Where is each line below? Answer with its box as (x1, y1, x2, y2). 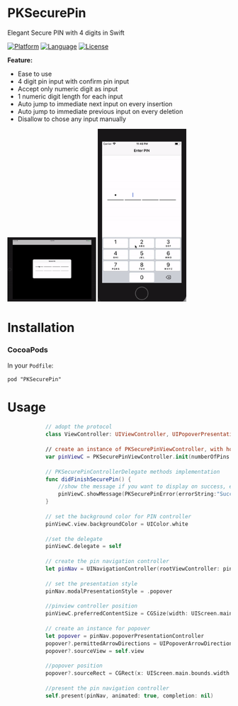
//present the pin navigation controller (45, 685, 170, 692)
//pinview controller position (45, 603, 138, 610)
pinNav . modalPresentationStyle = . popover (45, 588, 173, 595)
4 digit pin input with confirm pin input (17, 76, 130, 86)
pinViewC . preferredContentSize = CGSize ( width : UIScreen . (45, 610, 220, 617)
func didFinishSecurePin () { (45, 476, 132, 483)
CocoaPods (7, 345, 48, 355)
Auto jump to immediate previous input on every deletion (17, 107, 183, 115)
